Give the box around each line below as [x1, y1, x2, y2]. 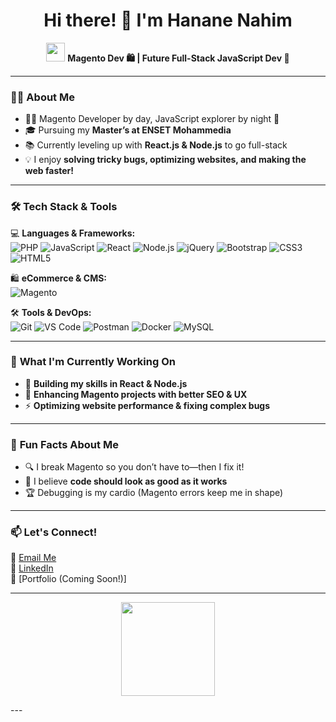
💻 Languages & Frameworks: [10, 227, 136, 239]
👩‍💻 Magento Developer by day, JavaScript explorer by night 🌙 [24, 113, 280, 125]
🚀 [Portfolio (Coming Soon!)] [10, 573, 127, 585]
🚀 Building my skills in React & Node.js [24, 377, 188, 389]
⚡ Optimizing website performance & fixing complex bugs [24, 399, 271, 411]
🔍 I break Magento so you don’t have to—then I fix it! [24, 461, 245, 473]
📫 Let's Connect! [10, 525, 98, 539]
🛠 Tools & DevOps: [10, 306, 92, 318]
